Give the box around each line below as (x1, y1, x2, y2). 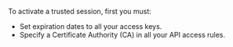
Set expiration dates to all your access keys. (19, 22, 162, 31)
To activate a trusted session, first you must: (8, 7, 151, 16)
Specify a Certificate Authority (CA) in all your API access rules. (19, 31, 226, 39)
